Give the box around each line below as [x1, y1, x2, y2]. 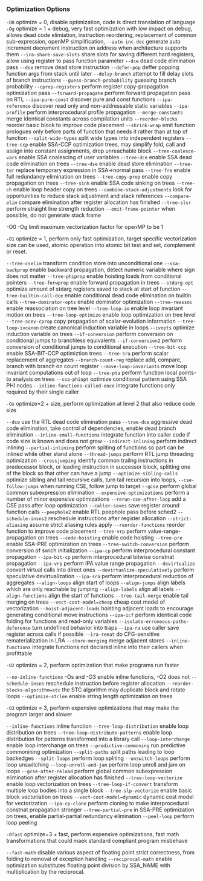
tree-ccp [6, 142, 28, 148]
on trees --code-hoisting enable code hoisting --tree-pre [37, 534, 183, 541]
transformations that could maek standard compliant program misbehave [6, 837, 188, 845]
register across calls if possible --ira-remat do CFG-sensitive [6, 630, 160, 638]
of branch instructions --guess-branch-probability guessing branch [6, 76, 176, 84]
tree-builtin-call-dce [6, 293, 63, 299]
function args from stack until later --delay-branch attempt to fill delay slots [6, 70, 194, 78]
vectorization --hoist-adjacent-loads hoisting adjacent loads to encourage [6, 605, 194, 612]
